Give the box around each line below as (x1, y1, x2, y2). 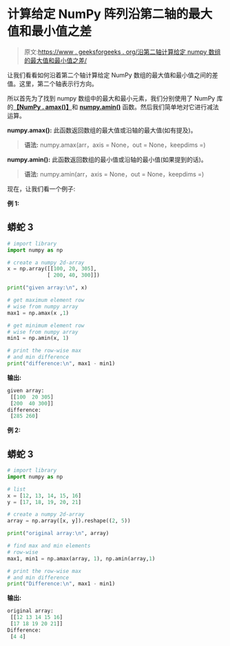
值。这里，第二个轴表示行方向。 (7, 79, 98, 88)
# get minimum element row (7, 322, 85, 329)
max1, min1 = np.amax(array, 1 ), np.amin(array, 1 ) (7, 555, 156, 562)
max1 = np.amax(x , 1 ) (7, 310, 70, 316)
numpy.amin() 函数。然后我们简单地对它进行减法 (79, 103, 219, 111)
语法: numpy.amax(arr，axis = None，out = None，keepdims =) (23, 141, 206, 149)
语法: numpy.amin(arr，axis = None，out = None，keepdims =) (23, 170, 205, 178)
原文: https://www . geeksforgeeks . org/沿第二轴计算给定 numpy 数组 (23, 48, 221, 56)
